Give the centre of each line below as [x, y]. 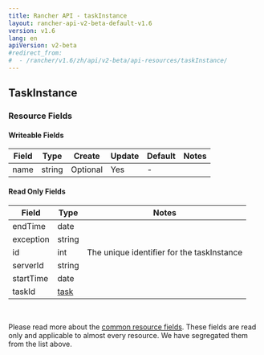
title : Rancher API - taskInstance [68, 16]
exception [31, 239]
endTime [29, 226]
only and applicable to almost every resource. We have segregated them [128, 335]
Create [87, 156]
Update [125, 156]
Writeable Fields [36, 135]
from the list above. [40, 344]
